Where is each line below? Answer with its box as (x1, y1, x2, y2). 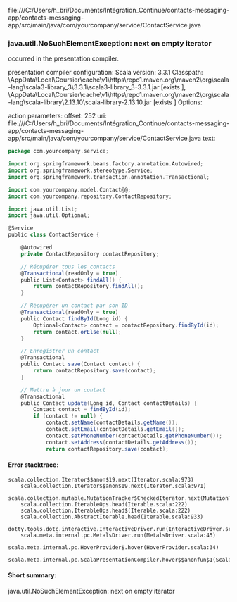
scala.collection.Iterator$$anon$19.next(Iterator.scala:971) (20, 482, 207, 489)
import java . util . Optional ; (8, 212, 91, 219)
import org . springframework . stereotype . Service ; (8, 167, 153, 175)
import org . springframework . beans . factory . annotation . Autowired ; (8, 161, 203, 168)
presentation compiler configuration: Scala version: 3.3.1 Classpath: (8, 68, 203, 77)
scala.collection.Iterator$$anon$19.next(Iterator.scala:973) (8, 476, 194, 483)
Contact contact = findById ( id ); (33, 406, 132, 413)
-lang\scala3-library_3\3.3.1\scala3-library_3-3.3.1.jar (8, 83, 160, 92)
